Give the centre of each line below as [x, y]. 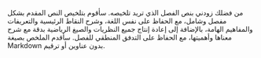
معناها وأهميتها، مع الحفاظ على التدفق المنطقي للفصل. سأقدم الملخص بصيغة [120, 37]
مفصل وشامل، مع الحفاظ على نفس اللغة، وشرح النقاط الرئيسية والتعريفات [117, 21]
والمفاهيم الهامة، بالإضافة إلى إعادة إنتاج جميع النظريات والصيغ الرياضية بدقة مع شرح [130, 29]
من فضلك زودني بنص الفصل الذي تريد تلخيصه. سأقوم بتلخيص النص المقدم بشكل [125, 13]
